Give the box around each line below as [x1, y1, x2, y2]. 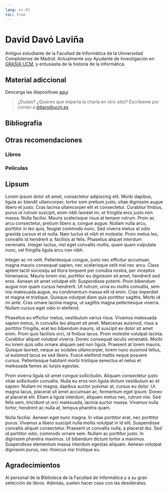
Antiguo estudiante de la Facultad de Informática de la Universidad [5, 50, 143, 56]
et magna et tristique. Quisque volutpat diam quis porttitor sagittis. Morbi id [5, 294, 160, 300]
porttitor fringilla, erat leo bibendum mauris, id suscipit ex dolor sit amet [5, 325, 153, 331]
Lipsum [5, 180, 29, 189]
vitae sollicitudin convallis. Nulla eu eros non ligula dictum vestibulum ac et [5, 378, 159, 384]
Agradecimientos [5, 461, 61, 470]
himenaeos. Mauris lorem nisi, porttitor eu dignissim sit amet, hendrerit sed [5, 272, 160, 278]
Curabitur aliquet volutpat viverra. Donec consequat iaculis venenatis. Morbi [5, 336, 162, 342]
